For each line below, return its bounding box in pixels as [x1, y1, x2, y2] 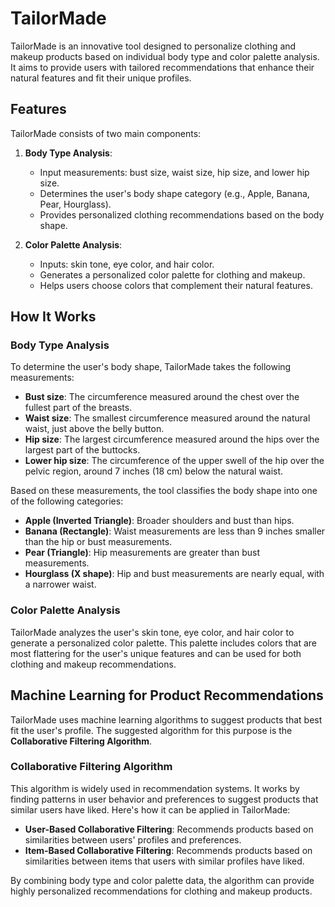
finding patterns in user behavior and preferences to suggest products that [10, 793, 319, 805]
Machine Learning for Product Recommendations [10, 687, 324, 704]
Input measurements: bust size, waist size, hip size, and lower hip [39, 166, 310, 178]
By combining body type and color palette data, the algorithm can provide [10, 874, 315, 886]
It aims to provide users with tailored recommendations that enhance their [10, 61, 315, 73]
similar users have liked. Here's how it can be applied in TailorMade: [10, 803, 291, 816]
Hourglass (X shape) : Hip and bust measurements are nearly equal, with [24, 568, 325, 580]
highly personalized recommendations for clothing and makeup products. [10, 885, 313, 897]
